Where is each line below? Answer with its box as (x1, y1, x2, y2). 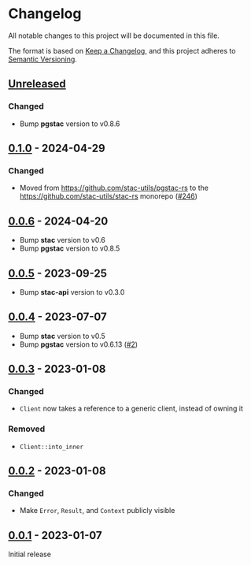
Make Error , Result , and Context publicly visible (19, 506, 175, 515)
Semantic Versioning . (8, 54, 77, 64)
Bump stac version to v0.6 (19, 236, 106, 245)
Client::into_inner (19, 443, 84, 451)
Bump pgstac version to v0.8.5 (19, 243, 120, 253)
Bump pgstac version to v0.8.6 (19, 119, 120, 128)
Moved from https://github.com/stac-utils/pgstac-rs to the (19, 183, 209, 193)
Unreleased (8, 77, 67, 91)
